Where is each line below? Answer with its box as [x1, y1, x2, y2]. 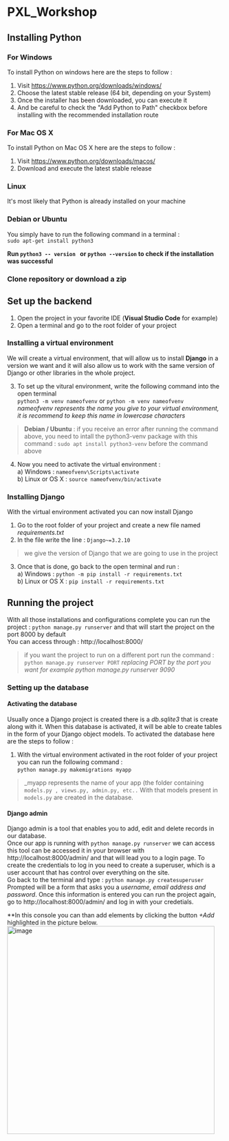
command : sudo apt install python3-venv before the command [23, 439, 208, 447]
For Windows [7, 52, 53, 62]
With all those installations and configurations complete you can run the [7, 615, 210, 623]
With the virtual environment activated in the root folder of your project [17, 750, 218, 759]
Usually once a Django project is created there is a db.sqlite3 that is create [7, 715, 219, 723]
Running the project [7, 597, 94, 609]
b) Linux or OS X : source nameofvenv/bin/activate [17, 474, 162, 483]
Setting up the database [7, 683, 89, 692]
